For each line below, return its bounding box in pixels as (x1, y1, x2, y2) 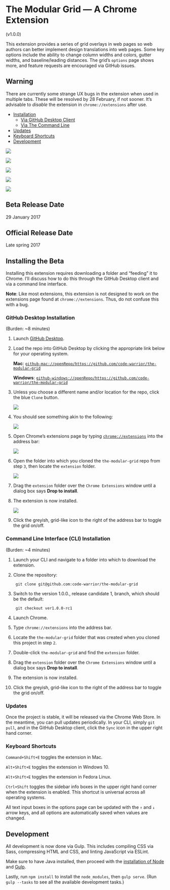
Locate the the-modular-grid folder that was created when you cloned (13, 634, 160, 640)
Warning (6, 77, 33, 86)
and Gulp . (6, 864, 26, 870)
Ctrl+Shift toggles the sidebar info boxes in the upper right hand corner (6, 784, 157, 790)
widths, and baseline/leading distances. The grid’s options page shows (6, 57, 154, 63)
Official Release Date (6, 228, 73, 237)
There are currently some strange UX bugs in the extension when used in (6, 90, 159, 97)
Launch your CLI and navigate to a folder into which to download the (13, 556, 156, 562)
